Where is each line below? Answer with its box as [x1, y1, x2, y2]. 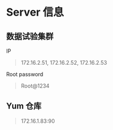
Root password [6, 71, 44, 78]
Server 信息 [6, 5, 64, 19]
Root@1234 [20, 82, 50, 89]
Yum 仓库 [6, 101, 42, 111]
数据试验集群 [6, 31, 54, 41]
